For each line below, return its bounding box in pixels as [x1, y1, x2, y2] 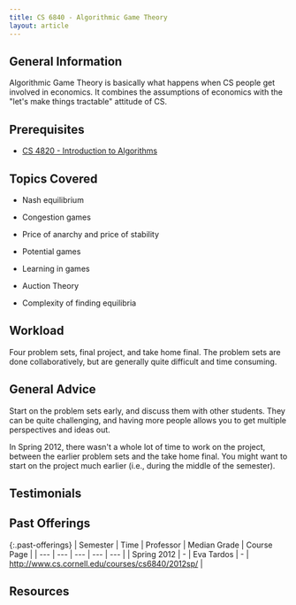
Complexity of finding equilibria [21, 298, 137, 308]
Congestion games [21, 212, 91, 222]
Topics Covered [9, 171, 98, 186]
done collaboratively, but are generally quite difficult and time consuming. [9, 356, 277, 367]
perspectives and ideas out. [9, 424, 110, 435]
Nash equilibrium [21, 194, 84, 205]
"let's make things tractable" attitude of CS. [9, 97, 168, 107]
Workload [9, 323, 65, 338]
